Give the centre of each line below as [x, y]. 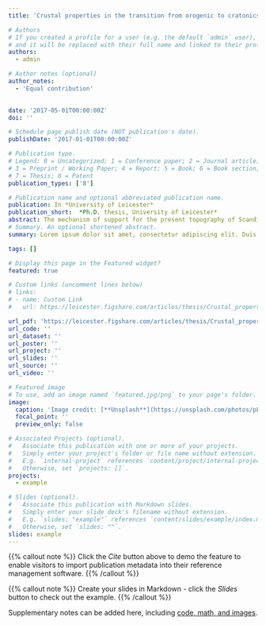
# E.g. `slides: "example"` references [78, 519]
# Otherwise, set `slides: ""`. [65, 527]
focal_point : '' [42, 417]
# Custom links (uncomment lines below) [76, 285]
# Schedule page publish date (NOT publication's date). [104, 132]
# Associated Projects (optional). [67, 439]
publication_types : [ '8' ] [51, 183]
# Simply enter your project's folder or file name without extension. [133, 453]
